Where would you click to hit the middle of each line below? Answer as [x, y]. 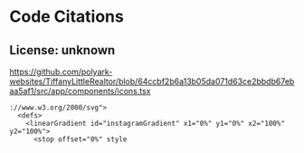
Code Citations [66, 17]
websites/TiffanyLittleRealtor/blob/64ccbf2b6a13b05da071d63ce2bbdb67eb [152, 81]
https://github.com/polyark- [61, 72]
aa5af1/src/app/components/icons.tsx [80, 91]
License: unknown [62, 50]
